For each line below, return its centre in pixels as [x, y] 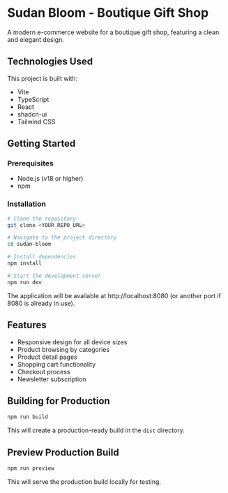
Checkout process [44, 371]
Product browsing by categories [63, 349]
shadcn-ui [32, 114]
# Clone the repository [42, 219]
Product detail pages [47, 357]
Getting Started [41, 144]
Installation [27, 204]
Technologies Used [50, 62]
